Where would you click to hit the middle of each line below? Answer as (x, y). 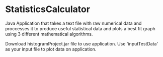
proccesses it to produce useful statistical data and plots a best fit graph (80, 28)
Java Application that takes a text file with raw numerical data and (73, 23)
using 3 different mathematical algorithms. (49, 34)
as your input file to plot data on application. (51, 49)
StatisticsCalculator (48, 9)
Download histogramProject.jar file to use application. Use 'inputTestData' (82, 43)
